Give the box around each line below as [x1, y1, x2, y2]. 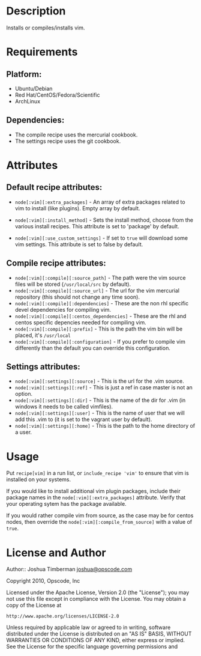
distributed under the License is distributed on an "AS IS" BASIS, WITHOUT [6, 630, 192, 637]
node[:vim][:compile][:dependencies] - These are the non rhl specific [14, 299, 189, 307]
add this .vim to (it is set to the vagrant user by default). [14, 416, 152, 423]
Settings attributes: [6, 362, 80, 372]
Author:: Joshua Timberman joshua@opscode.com [6, 566, 133, 573]
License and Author [6, 545, 106, 559]
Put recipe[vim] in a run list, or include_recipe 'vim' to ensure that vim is [6, 470, 189, 477]
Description [6, 4, 66, 18]
